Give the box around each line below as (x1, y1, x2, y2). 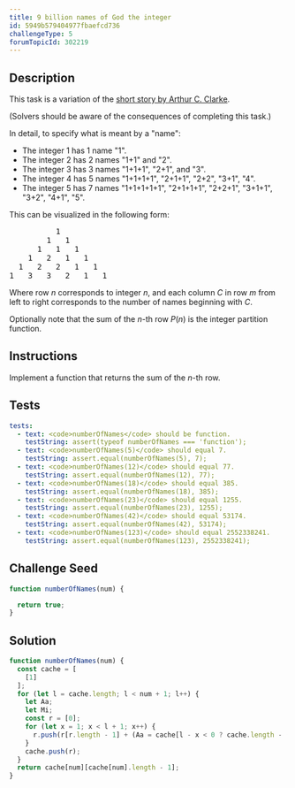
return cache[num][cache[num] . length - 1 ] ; (17, 763, 179, 772)
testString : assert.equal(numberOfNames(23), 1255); (25, 503, 223, 513)
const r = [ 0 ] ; (25, 714, 81, 723)
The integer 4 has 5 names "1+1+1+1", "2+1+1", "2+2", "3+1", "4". (21, 173, 256, 184)
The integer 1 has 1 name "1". (21, 145, 127, 156)
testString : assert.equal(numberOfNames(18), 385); (25, 487, 219, 496)
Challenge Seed (9, 561, 99, 576)
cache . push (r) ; (25, 746, 81, 756)
